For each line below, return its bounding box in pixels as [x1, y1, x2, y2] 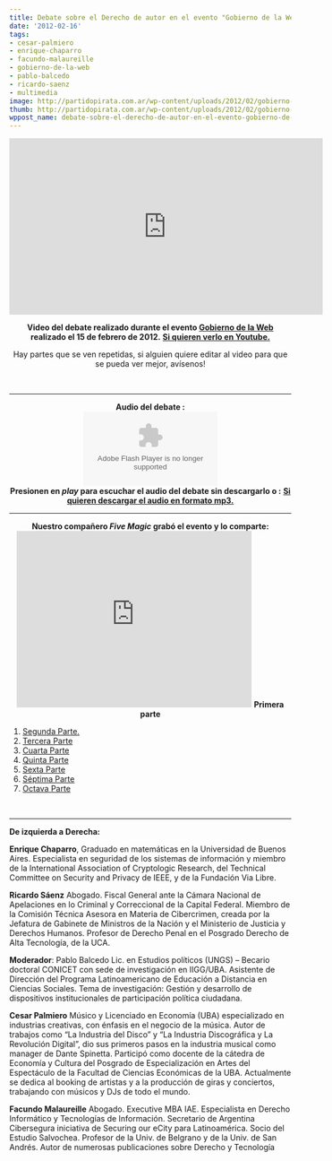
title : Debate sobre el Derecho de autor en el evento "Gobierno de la [9, 13, 282, 22]
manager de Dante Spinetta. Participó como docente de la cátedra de [9, 1048, 266, 1059]
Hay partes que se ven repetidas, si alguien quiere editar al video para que [13, 349, 288, 360]
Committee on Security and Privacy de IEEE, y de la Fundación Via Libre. [9, 872, 277, 883]
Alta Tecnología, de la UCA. [9, 938, 110, 949]
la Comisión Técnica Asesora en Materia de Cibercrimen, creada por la [9, 909, 270, 920]
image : [9, 96, 34, 106]
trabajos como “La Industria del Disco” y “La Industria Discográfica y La [9, 1029, 274, 1040]
